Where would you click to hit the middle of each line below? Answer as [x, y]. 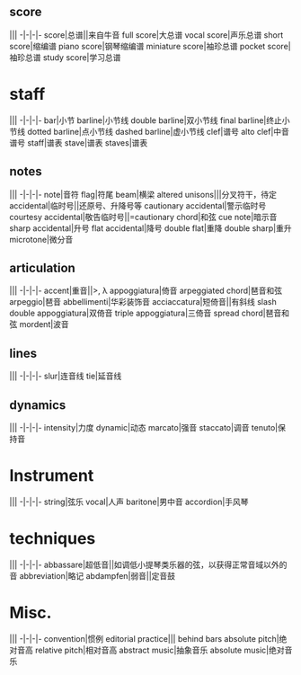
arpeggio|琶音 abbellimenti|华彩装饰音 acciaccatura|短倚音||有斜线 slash [143, 302]
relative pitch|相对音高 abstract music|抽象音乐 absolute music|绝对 [159, 650]
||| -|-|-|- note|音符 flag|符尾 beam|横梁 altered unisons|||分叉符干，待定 [143, 194]
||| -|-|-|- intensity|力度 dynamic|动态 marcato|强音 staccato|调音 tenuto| [144, 427]
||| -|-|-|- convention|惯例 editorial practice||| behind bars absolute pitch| [145, 638]
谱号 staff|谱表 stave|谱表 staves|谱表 [79, 142]
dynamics [38, 405]
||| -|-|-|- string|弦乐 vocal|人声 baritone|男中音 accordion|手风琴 [129, 502]
